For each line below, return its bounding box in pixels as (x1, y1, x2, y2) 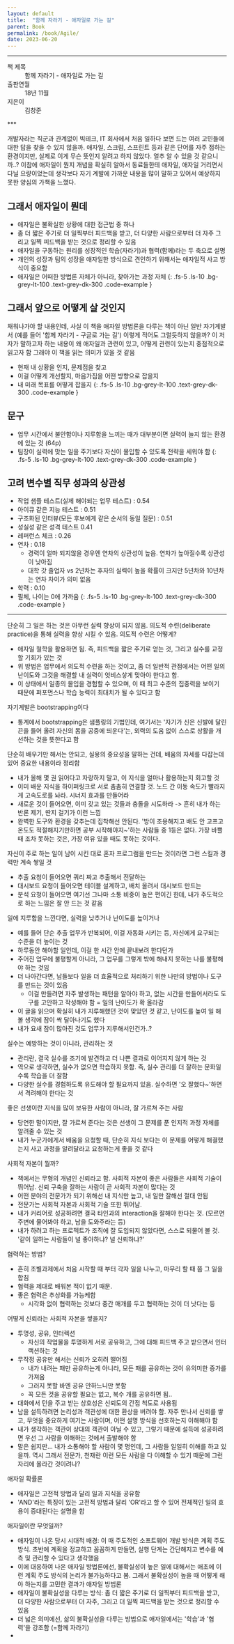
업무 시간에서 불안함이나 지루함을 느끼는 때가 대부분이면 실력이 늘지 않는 (17, 430, 213, 438)
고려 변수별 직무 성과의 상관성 (7, 476, 126, 488)
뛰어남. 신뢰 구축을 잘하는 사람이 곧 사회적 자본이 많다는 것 (17, 1183, 175, 1191)
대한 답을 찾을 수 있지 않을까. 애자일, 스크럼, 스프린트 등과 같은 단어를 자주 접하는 (7, 144, 226, 152)
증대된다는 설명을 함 (30, 1507, 85, 1515)
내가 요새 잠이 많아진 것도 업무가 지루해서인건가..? (17, 1025, 152, 1033)
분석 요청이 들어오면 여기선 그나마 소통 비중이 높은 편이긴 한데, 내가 (17, 890, 200, 899)
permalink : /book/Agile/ (7, 29, 79, 37)
